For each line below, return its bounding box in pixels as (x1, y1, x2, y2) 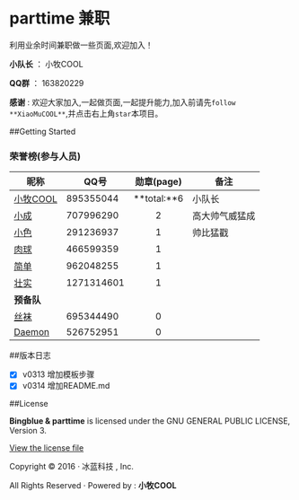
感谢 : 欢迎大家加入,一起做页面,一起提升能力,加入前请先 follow (9, 96, 236, 108)
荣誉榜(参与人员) (9, 150, 81, 162)
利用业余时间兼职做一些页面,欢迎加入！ (9, 39, 154, 50)
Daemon (13, 326, 49, 338)
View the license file (9, 443, 84, 453)
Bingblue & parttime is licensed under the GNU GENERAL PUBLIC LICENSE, (9, 416, 291, 426)
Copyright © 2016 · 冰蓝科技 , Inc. (9, 461, 135, 472)
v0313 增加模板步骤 (22, 369, 95, 380)
